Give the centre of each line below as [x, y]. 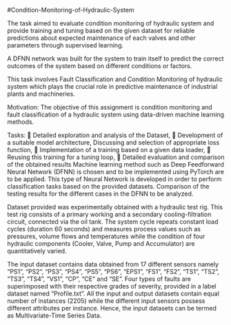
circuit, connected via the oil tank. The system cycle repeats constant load [113, 222]
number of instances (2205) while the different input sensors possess [106, 301]
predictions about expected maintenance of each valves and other [101, 38]
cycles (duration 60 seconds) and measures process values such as [104, 229]
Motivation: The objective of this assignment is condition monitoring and [110, 107]
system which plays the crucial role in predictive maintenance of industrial [112, 86]
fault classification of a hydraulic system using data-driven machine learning [116, 114]
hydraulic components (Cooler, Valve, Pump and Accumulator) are [101, 243]
